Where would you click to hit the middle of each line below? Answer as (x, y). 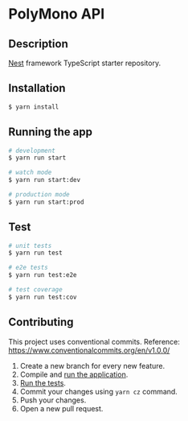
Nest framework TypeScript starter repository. (85, 63)
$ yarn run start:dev (45, 180)
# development (32, 151)
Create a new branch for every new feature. (92, 365)
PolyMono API (57, 14)
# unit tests (30, 246)
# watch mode (30, 173)
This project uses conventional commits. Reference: (94, 341)
